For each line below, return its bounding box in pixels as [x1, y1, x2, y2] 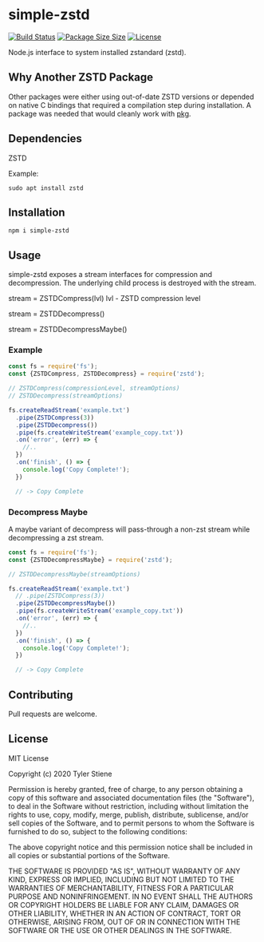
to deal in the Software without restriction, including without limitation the [8, 801, 249, 811]
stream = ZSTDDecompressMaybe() [8, 325, 128, 334]
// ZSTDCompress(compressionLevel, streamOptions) [8, 385, 180, 393]
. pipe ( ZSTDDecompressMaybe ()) [15, 600, 116, 608]
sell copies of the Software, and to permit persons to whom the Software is [8, 818, 255, 828]
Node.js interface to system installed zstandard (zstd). [8, 47, 187, 57]
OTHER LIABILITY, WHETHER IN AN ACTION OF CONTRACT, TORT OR [8, 908, 241, 918]
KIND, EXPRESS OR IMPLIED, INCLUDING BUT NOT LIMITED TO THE [8, 874, 234, 884]
